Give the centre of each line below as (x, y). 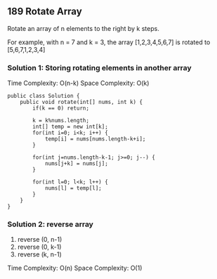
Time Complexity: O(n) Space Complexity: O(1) (75, 268)
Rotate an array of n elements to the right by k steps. (83, 28)
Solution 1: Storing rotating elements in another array (99, 67)
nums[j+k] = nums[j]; (77, 164)
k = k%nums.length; (61, 121)
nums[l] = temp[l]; (73, 188)
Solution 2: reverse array (50, 224)
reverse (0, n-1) (40, 240)
